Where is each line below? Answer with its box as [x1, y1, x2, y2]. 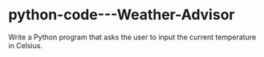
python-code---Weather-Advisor [8, 6, 235, 24]
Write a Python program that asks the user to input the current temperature [8, 32, 257, 42]
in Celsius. [8, 40, 43, 50]
